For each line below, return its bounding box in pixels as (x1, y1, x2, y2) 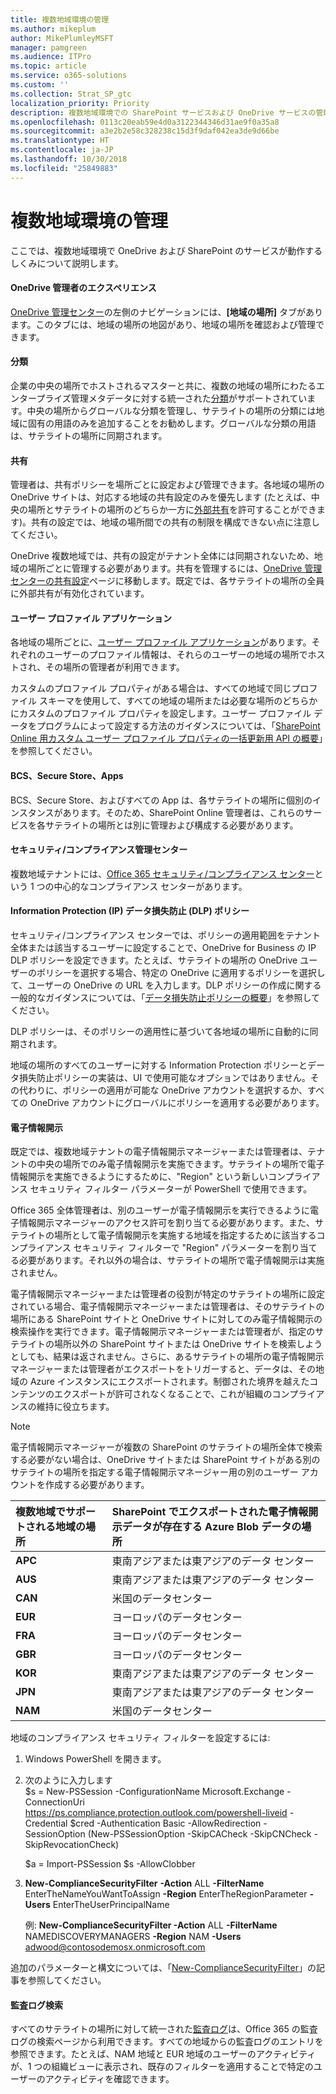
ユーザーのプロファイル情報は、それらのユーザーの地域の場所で (44, 649, 308, 661)
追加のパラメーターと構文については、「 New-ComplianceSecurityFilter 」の (10, 1962, 317, 1974)
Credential (24, 1817, 68, 1830)
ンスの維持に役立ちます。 (10, 1401, 115, 1413)
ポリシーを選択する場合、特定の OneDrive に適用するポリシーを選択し (36, 966, 326, 978)
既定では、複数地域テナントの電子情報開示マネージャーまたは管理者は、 (10, 1146, 308, 1158)
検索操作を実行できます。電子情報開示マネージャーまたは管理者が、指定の (10, 1326, 316, 1338)
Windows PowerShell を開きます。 (24, 1753, 167, 1765)
